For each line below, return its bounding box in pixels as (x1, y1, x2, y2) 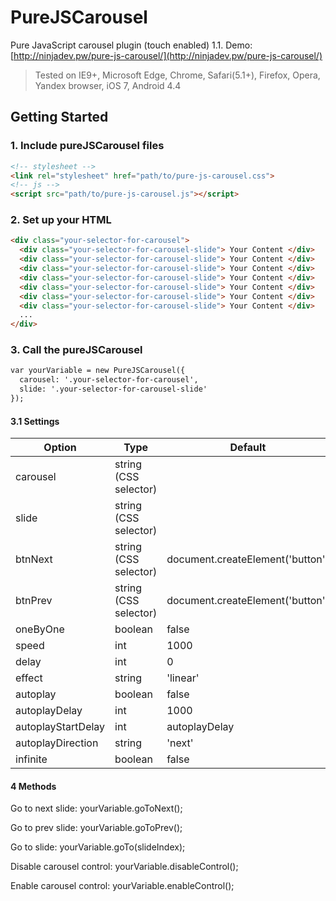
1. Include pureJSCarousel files (10, 139, 165, 153)
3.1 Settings (10, 415, 60, 427)
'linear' (166, 671, 200, 685)
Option (43, 441, 77, 455)
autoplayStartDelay (15, 720, 106, 734)
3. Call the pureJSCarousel (10, 343, 143, 357)
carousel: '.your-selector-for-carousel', (19, 375, 199, 385)
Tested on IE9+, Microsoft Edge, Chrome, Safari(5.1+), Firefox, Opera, (34, 69, 321, 81)
